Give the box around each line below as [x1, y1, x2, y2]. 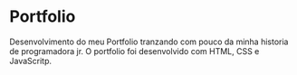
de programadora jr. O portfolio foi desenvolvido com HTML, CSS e [9, 45, 260, 56]
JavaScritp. [9, 55, 53, 66]
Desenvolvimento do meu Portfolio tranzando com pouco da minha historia [9, 36, 289, 47]
